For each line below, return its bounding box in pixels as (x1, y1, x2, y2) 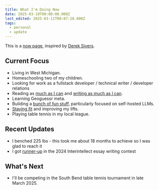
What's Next (5, 162, 43, 171)
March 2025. (12, 180, 38, 186)
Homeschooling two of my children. (12, 75, 83, 80)
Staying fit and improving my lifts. (12, 106, 79, 111)
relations (12, 85, 30, 91)
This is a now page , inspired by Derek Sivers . (5, 43, 95, 48)
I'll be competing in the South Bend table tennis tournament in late (12, 175, 144, 181)
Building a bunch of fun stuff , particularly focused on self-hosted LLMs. (12, 100, 155, 107)
